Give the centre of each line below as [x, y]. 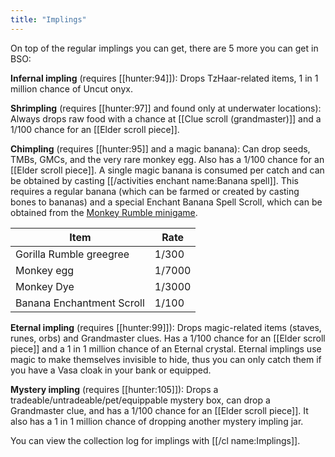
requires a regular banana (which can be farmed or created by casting [155, 191]
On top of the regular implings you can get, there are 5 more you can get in [164, 48]
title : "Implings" [48, 19]
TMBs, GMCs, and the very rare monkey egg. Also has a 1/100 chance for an [167, 159]
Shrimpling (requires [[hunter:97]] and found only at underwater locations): [166, 108]
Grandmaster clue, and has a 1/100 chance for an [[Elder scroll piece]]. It [159, 410]
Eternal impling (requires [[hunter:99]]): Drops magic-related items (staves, [166, 327]
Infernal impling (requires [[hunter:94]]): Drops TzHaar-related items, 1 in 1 [164, 78]
